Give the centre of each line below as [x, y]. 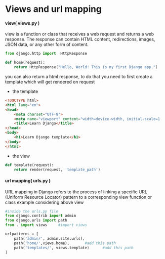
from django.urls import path [36, 220]
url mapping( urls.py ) [28, 180]
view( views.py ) [22, 23]
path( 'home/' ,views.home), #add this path [65, 243]
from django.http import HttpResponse [46, 54]
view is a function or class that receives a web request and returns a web [80, 34]
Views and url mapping [54, 9]
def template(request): [30, 165]
